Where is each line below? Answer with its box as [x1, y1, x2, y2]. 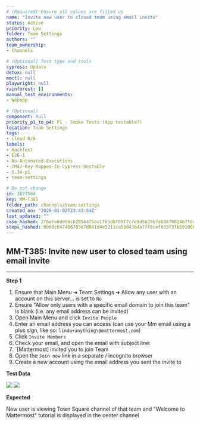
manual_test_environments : [6, 92, 73, 98]
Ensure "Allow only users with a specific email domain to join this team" [14, 301, 190, 308]
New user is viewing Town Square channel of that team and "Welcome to [6, 405, 186, 412]
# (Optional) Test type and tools [6, 58, 92, 64]
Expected [6, 393, 31, 401]
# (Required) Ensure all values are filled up [6, 8, 124, 15]
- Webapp [6, 97, 28, 103]
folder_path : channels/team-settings [6, 202, 100, 208]
